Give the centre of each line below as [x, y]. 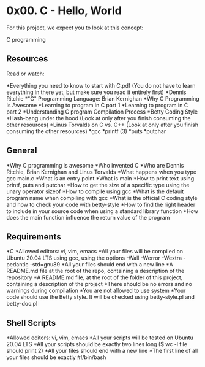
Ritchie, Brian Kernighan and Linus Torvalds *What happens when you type [102, 172]
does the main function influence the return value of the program [88, 217]
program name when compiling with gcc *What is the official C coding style [102, 198]
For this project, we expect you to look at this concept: [75, 28]
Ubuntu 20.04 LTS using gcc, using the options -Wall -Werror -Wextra [94, 258]
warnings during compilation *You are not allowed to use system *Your [96, 291]
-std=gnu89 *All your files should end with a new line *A [101, 265]
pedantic [17, 265]
